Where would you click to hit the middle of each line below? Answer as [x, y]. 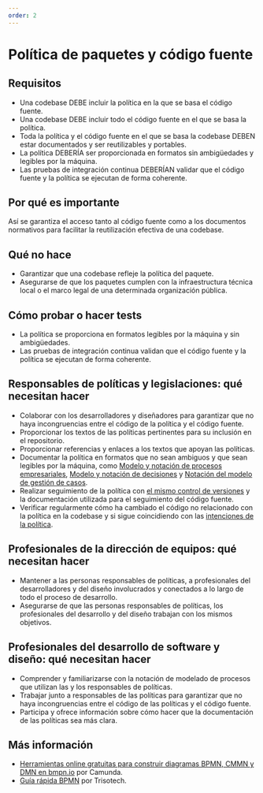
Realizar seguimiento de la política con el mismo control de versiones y [135, 490]
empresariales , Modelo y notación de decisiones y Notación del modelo [136, 474]
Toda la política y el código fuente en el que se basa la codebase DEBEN [137, 136]
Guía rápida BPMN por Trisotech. [73, 780]
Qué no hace [40, 254]
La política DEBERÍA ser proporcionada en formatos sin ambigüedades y [137, 153]
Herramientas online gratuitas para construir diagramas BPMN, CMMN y [137, 764]
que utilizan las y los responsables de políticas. [96, 687]
